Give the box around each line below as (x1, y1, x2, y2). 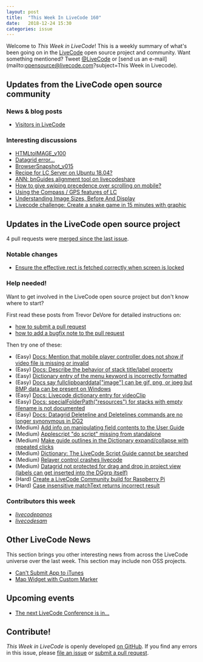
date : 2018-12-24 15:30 (6, 20, 72, 26)
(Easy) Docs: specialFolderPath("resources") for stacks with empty (15, 398, 183, 405)
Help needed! (6, 279, 47, 288)
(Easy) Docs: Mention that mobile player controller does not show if (15, 353, 184, 360)
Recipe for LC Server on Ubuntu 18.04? (15, 169, 113, 177)
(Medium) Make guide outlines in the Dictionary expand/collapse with (15, 436, 189, 444)
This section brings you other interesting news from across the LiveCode (6, 550, 188, 558)
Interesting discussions (6, 136, 78, 144)
